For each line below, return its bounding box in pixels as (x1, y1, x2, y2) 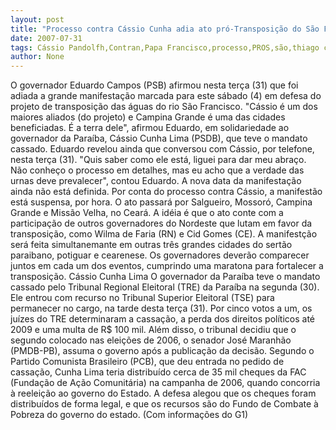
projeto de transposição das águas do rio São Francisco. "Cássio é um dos (10, 101, 318, 113)
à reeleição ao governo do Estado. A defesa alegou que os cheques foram (10, 387, 317, 400)
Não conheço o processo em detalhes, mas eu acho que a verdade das (10, 164, 305, 176)
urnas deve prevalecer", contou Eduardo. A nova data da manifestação (10, 175, 302, 187)
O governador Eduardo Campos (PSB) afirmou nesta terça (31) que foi (10, 79, 299, 91)
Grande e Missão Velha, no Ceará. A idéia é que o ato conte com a (10, 207, 284, 219)
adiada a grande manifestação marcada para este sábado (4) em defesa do (10, 90, 322, 102)
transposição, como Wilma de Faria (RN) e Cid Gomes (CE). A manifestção (10, 228, 318, 240)
